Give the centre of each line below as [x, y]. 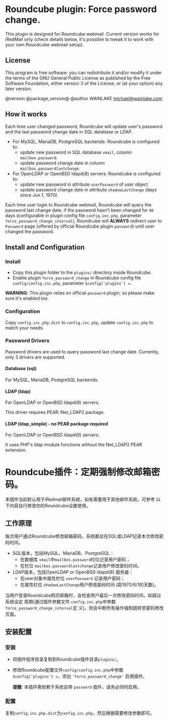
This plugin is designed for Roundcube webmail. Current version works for [82, 34]
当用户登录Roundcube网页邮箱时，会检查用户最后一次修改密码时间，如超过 [83, 596]
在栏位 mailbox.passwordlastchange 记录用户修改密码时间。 [81, 566]
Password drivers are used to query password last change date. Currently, [82, 351]
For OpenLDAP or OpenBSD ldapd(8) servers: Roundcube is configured [87, 173]
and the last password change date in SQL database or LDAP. [69, 131]
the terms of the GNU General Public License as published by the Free [78, 78]
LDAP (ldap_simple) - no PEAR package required [57, 423]
